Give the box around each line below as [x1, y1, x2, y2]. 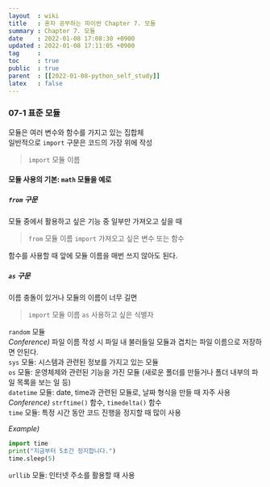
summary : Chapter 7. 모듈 [8, 27, 96, 35]
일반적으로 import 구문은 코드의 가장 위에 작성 [8, 137, 153, 147]
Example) [8, 424, 40, 434]
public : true [8, 65, 60, 73]
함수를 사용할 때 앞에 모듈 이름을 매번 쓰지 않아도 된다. [8, 251, 178, 261]
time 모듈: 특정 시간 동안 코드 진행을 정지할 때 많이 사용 [8, 408, 181, 418]
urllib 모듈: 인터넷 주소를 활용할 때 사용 [8, 470, 135, 480]
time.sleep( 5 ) [8, 455, 56, 463]
